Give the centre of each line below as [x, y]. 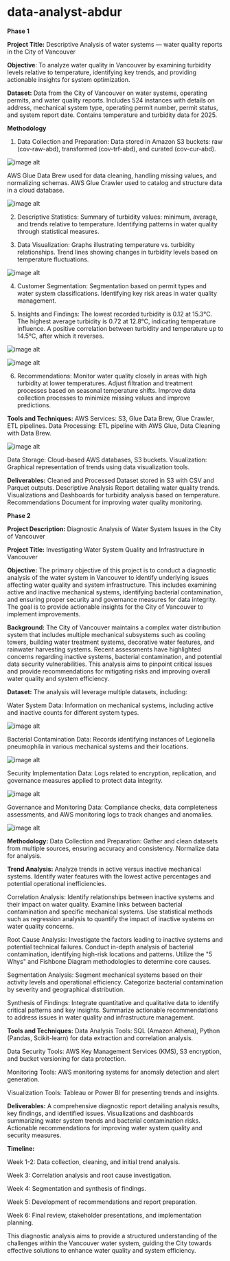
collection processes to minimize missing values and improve [104, 398]
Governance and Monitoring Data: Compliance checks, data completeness [112, 807]
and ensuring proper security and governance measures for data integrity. [112, 599]
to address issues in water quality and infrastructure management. [101, 1017]
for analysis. [24, 855]
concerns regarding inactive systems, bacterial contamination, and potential [114, 656]
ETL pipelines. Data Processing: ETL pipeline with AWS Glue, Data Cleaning [114, 425]
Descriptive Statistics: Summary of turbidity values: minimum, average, [117, 217]
